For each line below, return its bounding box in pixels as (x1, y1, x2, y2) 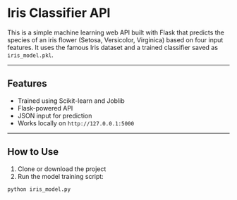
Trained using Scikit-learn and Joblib (17, 96, 125, 105)
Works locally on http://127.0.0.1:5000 (17, 118, 135, 127)
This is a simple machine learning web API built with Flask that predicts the (7, 28, 224, 37)
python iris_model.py (7, 185, 71, 193)
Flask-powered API (17, 104, 73, 112)
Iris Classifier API (7, 5, 111, 21)
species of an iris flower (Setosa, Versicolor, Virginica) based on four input (7, 35, 224, 44)
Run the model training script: (17, 172, 104, 180)
